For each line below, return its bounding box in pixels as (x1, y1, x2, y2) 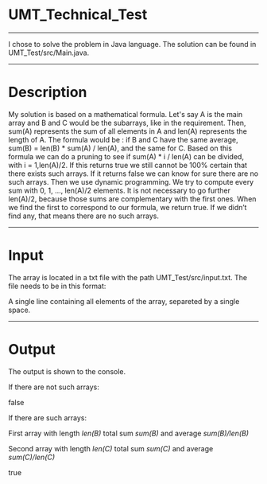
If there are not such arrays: (8, 382, 99, 392)
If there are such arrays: (8, 412, 87, 423)
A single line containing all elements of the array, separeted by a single (8, 296, 240, 306)
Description (8, 84, 87, 101)
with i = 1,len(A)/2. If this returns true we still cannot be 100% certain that (8, 160, 248, 170)
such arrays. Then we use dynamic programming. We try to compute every (8, 177, 254, 186)
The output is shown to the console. (8, 366, 126, 376)
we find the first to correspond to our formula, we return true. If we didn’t (8, 202, 247, 212)
